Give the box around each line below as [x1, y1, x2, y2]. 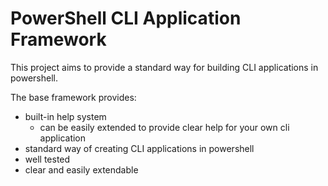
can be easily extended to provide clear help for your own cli [39, 121, 290, 133]
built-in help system [24, 110, 107, 122]
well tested [24, 153, 71, 165]
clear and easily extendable [24, 163, 139, 176]
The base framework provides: [10, 91, 137, 103]
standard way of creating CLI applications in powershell [24, 142, 255, 154]
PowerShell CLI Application [10, 7, 242, 30]
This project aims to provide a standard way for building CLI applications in [10, 61, 319, 73]
